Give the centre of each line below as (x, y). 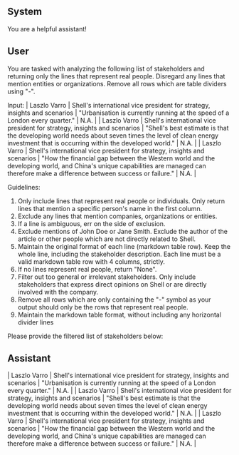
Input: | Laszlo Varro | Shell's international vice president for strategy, (109, 105)
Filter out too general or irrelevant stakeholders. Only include (107, 277)
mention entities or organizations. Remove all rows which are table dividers (117, 83)
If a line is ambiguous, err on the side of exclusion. (91, 223)
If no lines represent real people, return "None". (87, 269)
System (25, 12)
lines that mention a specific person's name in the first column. (110, 208)
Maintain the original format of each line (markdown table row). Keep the (124, 246)
